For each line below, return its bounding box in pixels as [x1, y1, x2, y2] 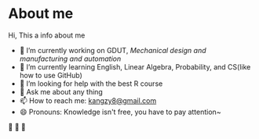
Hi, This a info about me [8, 30, 86, 40]
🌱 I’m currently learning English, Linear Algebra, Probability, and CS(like [19, 62, 251, 71]
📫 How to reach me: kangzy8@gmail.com [19, 95, 157, 105]
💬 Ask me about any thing [19, 87, 104, 96]
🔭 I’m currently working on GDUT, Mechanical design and [19, 45, 206, 55]
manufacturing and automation [19, 54, 122, 63]
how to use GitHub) [19, 70, 82, 80]
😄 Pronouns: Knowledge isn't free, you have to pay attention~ [19, 107, 221, 116]
